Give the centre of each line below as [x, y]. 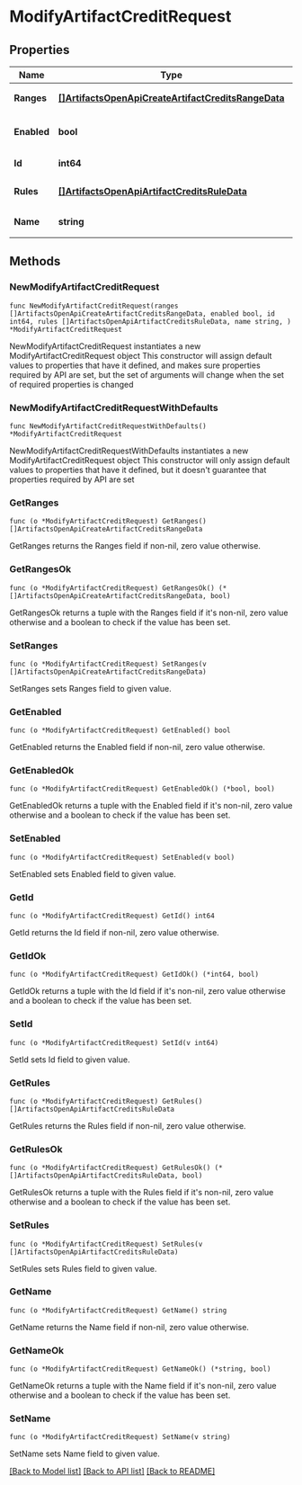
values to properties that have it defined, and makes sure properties [135, 365]
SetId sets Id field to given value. [70, 1060]
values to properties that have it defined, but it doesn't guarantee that [138, 470]
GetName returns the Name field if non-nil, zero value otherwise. [129, 1327]
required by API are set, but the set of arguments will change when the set [147, 374]
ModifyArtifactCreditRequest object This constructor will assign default [141, 355]
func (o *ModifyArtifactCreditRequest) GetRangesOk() [112, 588]
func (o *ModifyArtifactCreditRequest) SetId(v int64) [114, 1042]
